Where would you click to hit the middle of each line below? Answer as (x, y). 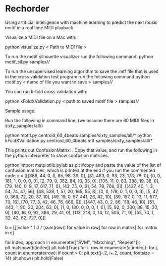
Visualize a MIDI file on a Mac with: (41, 37)
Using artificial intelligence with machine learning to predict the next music (81, 22)
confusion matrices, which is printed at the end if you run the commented (80, 170)
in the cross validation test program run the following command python (78, 76)
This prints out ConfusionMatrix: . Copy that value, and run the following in (81, 150)
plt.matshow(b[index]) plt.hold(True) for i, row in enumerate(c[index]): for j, (82, 247)
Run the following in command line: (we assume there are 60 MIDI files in (80, 120)
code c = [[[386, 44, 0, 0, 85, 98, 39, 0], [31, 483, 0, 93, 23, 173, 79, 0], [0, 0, (83, 175)
